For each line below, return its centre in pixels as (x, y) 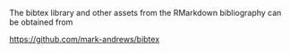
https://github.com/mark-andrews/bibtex (85, 39)
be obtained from (41, 22)
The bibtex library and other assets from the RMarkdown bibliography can (145, 13)
